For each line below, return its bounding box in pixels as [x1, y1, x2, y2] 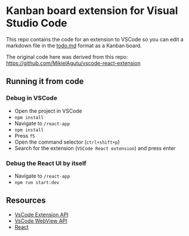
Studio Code [6, 16, 68, 30]
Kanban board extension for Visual [6, 4, 178, 18]
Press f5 [14, 132, 35, 139]
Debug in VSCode [6, 94, 57, 102]
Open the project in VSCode [14, 107, 83, 114]
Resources [6, 196, 46, 206]
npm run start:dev [14, 179, 60, 185]
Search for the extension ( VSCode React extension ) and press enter [14, 144, 176, 151]
